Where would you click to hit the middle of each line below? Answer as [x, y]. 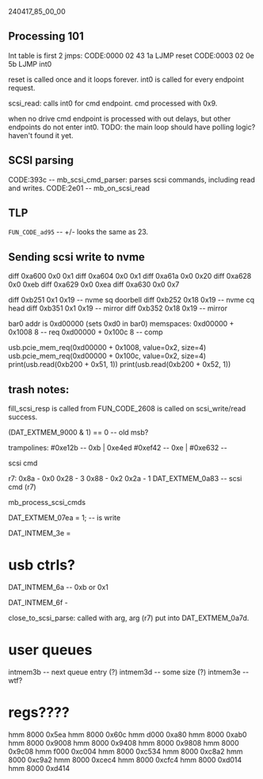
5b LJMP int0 [30, 64]
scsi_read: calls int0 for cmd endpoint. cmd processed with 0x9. [113, 103]
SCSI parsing [41, 161]
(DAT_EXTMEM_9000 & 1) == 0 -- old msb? [78, 433]
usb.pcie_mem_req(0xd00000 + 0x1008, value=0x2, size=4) [107, 348]
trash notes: [39, 389]
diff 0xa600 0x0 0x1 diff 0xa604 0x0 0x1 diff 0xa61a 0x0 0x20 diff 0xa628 [130, 276]
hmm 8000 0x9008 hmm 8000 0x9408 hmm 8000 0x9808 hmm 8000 [124, 742]
